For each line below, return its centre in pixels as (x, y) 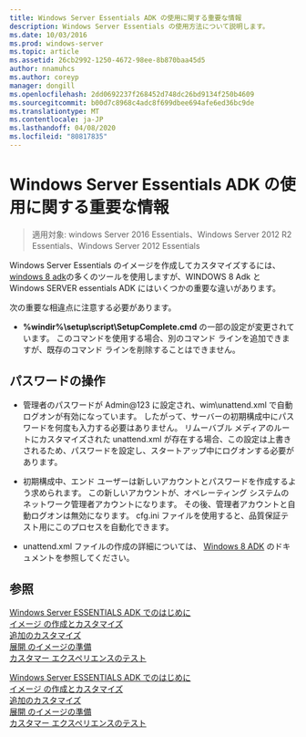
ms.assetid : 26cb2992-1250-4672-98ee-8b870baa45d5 (107, 60)
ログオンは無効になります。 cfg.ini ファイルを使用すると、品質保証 (156, 515)
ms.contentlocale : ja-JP (56, 119)
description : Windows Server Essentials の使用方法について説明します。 (140, 26)
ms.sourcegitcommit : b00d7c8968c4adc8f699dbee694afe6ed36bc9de (132, 103)
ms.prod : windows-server (56, 43)
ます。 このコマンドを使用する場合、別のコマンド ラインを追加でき (156, 337)
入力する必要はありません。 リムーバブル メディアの (177, 427)
